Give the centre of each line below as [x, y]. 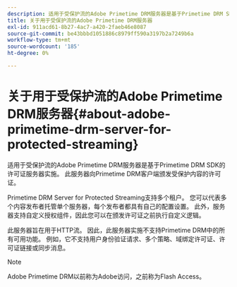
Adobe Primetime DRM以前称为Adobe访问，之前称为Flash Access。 [107, 276]
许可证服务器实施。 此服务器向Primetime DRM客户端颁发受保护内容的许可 [114, 173]
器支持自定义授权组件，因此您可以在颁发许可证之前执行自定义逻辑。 [106, 215]
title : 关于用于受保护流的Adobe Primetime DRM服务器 [80, 20]
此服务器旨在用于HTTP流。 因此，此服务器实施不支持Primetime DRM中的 [113, 230]
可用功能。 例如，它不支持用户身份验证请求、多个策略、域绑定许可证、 [116, 239]
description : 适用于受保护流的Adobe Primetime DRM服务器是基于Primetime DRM [115, 14]
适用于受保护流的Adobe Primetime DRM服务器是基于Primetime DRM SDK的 [116, 165]
